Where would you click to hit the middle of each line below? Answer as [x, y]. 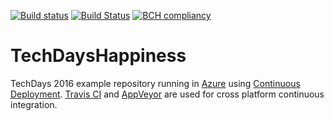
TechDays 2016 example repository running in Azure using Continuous [155, 83]
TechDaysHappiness [98, 56]
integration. [34, 104]
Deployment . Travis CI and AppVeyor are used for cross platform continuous [167, 94]
